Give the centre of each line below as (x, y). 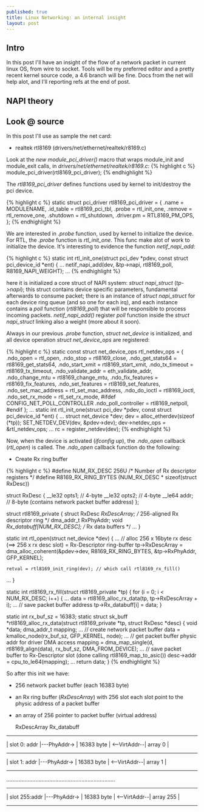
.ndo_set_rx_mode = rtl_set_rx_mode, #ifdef (61, 397)
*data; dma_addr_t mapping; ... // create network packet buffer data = (93, 630)
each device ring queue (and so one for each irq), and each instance (92, 302)
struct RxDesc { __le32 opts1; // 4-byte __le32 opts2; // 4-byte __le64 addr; (100, 496)
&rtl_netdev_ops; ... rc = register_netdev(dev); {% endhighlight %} (89, 429)
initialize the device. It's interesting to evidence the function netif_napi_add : (101, 247)
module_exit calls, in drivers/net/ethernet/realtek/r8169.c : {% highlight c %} (101, 166)
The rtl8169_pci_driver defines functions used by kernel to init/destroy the (99, 184)
